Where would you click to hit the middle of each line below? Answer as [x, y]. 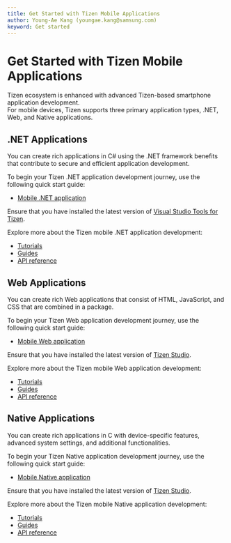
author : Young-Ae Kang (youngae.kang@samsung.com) [82, 20]
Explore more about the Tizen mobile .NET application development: [105, 232]
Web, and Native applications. [50, 117]
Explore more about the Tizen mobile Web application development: [104, 368]
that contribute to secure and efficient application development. [98, 164]
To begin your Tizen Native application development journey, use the [106, 456]
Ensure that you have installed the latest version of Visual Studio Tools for [113, 212]
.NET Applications [48, 139]
